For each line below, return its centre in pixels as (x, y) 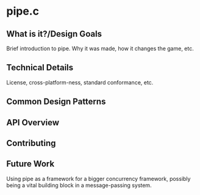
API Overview (33, 123)
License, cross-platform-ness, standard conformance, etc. (80, 82)
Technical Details (40, 68)
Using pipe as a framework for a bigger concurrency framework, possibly (98, 178)
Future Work (30, 164)
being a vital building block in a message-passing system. (79, 185)
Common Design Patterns (56, 102)
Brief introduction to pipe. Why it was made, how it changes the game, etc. (100, 48)
